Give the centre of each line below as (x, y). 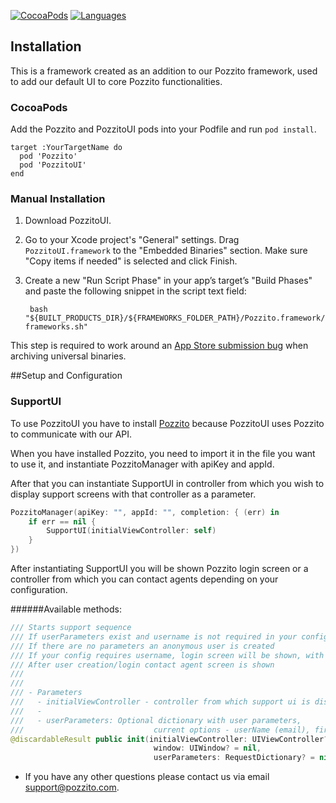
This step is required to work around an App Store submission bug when (159, 346)
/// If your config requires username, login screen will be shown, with (167, 655)
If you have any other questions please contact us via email (147, 777)
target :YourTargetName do (66, 148)
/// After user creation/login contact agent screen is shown (142, 665)
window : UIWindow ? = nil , (207, 748)
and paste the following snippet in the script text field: (135, 291)
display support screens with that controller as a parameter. (133, 494)
